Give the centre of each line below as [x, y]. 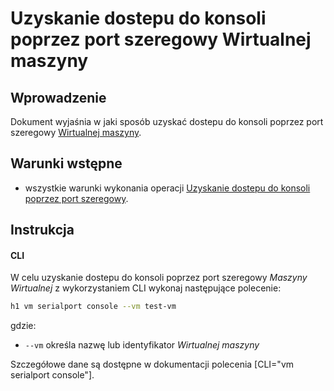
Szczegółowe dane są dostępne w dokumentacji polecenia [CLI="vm [152, 364]
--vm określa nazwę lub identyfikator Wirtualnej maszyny [142, 345]
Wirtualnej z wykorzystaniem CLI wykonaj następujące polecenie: [146, 288]
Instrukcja [42, 230]
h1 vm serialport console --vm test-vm [93, 307]
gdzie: [23, 326]
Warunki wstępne [66, 163]
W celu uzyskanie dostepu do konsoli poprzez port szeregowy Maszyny [159, 278]
